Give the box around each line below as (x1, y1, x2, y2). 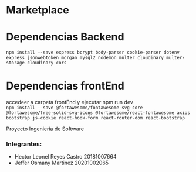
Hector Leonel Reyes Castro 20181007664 (14, 153, 117, 160)
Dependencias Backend (6, 30, 124, 44)
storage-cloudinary (6, 60, 54, 66)
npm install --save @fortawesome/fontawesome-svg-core (6, 105, 143, 111)
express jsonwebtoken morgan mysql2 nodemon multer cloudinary (6, 55, 164, 61)
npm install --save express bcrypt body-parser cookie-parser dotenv (6, 50, 180, 56)
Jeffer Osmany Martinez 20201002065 (14, 159, 109, 167)
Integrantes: (6, 140, 42, 148)
